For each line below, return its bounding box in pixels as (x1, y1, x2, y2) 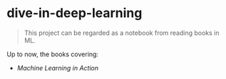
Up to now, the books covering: (6, 50, 99, 58)
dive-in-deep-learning (6, 5, 143, 21)
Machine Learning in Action (16, 63, 99, 72)
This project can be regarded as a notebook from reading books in (24, 28, 220, 37)
